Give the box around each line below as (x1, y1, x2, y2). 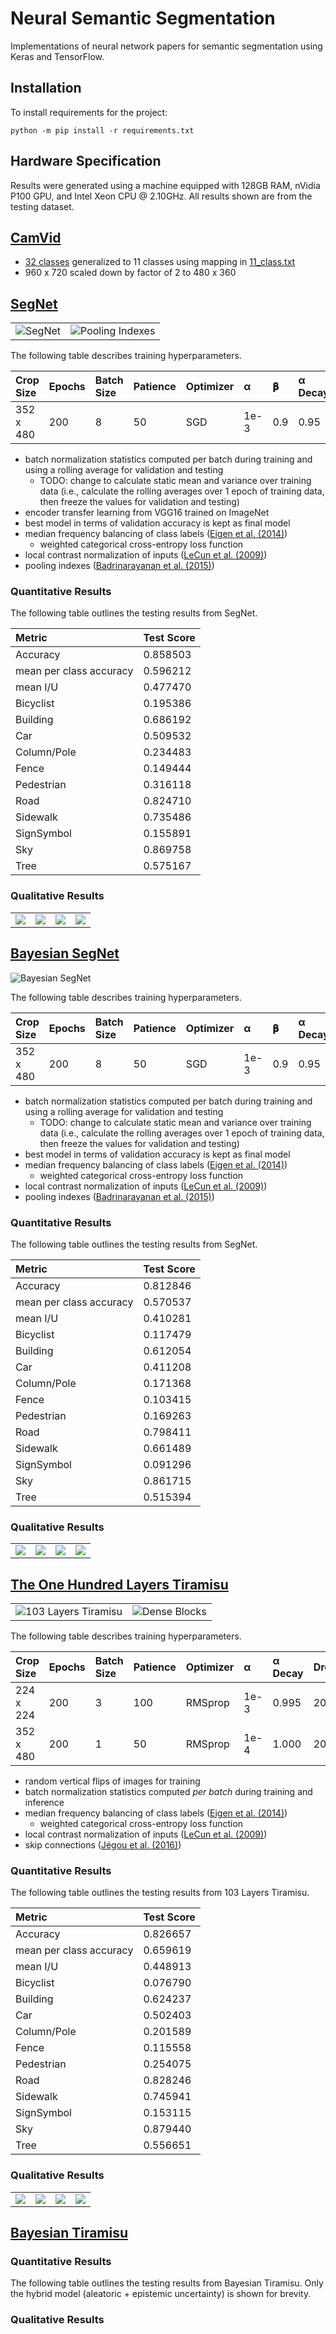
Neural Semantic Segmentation (10, 7, 276, 30)
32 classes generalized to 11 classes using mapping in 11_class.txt (24, 256, 296, 268)
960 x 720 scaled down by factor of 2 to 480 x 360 (24, 267, 237, 279)
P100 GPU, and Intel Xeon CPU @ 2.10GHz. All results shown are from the (10, 190, 313, 202)
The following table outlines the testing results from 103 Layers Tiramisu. (10, 1887, 310, 1899)
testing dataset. (10, 200, 75, 212)
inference (24, 1797, 65, 1808)
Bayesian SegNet (10, 945, 120, 962)
